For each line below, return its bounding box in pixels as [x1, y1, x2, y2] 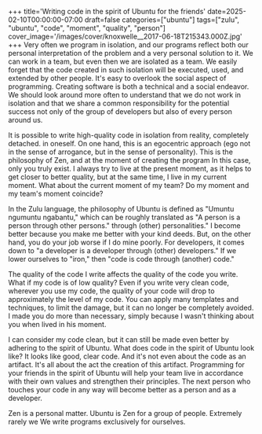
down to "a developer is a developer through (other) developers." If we [8, 246, 237, 255]
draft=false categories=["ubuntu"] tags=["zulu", [85, 15, 240, 24]
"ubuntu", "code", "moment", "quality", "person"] [8, 24, 166, 32]
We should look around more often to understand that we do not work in [8, 90, 242, 99]
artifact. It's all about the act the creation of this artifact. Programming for [8, 360, 246, 369]
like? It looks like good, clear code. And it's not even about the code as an [8, 351, 247, 361]
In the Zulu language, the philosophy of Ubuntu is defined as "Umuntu [8, 204, 235, 213]
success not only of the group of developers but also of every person [8, 107, 233, 116]
